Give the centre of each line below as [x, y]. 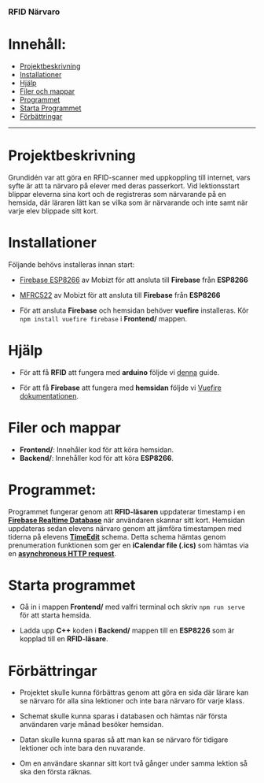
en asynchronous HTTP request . [62, 553]
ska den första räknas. [56, 772]
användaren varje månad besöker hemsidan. [92, 725]
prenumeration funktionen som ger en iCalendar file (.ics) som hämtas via [128, 545]
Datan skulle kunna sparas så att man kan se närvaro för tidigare [124, 740]
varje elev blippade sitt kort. [53, 210]
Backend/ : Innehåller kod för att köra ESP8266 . [97, 458]
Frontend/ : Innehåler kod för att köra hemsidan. [97, 449]
